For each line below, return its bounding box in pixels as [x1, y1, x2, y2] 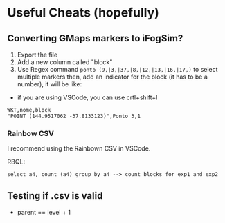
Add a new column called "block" [17, 58, 113, 66]
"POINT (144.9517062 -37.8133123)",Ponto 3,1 [7, 113, 141, 119]
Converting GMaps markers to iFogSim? [7, 32, 183, 44]
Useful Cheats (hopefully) [7, 5, 159, 21]
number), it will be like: [17, 80, 82, 88]
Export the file [17, 50, 57, 59]
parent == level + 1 [17, 209, 71, 217]
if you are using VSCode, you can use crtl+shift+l [17, 93, 158, 101]
